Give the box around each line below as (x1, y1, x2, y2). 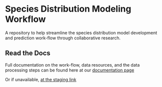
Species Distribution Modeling (5, 3, 132, 15)
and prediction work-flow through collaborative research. (5, 35, 121, 41)
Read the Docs (5, 49, 51, 57)
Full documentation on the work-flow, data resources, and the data (5, 62, 140, 68)
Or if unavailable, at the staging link (5, 76, 77, 82)
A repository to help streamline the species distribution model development (5, 30, 158, 35)
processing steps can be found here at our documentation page (5, 67, 135, 73)
